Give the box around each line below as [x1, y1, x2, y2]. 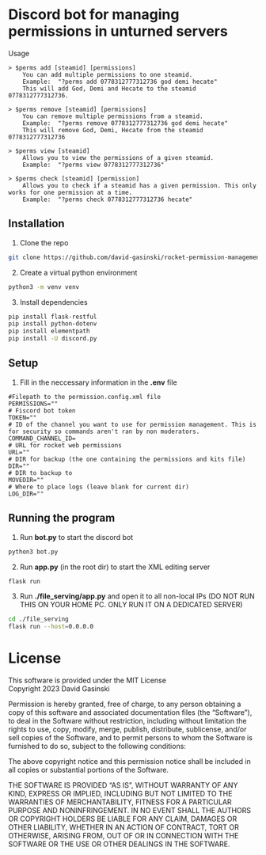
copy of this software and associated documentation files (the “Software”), [8, 708, 253, 717]
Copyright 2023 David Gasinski [8, 684, 110, 693]
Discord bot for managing [8, 6, 180, 24]
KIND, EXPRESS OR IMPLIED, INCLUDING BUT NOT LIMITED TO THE [8, 789, 233, 799]
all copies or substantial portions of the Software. [8, 766, 169, 775]
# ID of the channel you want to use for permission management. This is [8, 420, 257, 428]
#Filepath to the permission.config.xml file [8, 393, 161, 401]
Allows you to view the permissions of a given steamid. [22, 154, 215, 161]
